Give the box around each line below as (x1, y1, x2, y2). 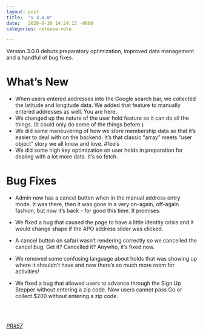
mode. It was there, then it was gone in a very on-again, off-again (15, 201, 179, 208)
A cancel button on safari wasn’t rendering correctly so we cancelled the (15, 237, 197, 244)
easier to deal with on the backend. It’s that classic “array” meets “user (15, 134, 193, 141)
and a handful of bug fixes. (6, 54, 74, 61)
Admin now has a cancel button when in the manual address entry (15, 194, 181, 201)
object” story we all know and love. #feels (15, 140, 120, 148)
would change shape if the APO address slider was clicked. (15, 225, 164, 233)
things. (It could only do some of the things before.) (15, 121, 144, 128)
